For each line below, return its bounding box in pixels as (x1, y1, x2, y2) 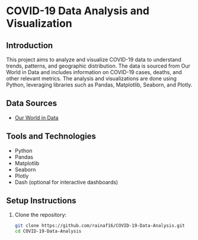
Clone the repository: (14, 212, 67, 219)
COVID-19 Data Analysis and (6, 4, 150, 18)
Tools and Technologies (6, 132, 97, 142)
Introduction (6, 40, 53, 50)
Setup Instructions (6, 196, 76, 206)
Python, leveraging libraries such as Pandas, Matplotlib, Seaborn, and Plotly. (6, 81, 193, 88)
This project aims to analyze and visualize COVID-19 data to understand (6, 56, 182, 63)
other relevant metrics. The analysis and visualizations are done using (6, 75, 177, 82)
